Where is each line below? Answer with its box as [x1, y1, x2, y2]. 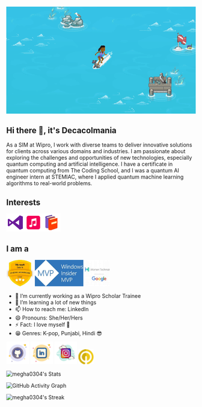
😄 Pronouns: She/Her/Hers [14, 314, 83, 321]
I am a [6, 244, 29, 254]
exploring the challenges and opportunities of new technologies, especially [6, 154, 192, 162]
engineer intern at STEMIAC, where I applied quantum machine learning [6, 173, 184, 181]
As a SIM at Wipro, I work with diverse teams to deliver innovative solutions [6, 141, 192, 148]
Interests [6, 197, 41, 207]
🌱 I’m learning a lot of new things [14, 298, 97, 306]
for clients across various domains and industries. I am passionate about [6, 148, 186, 155]
